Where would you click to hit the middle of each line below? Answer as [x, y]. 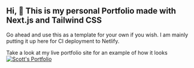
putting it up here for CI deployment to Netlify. [63, 41]
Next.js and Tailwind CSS [54, 21]
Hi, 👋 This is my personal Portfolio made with [91, 11]
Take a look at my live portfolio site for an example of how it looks [87, 52]
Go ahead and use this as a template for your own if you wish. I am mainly [97, 35]
